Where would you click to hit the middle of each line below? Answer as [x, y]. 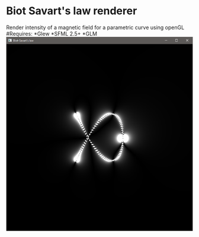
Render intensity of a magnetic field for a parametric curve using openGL [95, 27]
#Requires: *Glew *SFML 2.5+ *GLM [52, 33]
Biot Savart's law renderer [72, 11]
